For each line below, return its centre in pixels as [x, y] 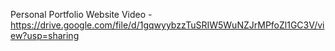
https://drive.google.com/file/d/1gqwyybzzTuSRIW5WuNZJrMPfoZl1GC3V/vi [167, 25]
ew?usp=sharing [45, 35]
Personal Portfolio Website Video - [81, 14]
